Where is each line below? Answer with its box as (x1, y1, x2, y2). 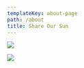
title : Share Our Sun (7, 22, 69, 29)
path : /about (7, 16, 44, 23)
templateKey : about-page (7, 10, 78, 17)
